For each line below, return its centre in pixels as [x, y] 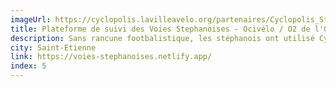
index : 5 [28, 66]
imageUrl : [31, 19]
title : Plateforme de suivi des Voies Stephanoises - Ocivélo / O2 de [160, 29]
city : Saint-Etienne [53, 47]
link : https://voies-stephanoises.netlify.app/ [111, 57]
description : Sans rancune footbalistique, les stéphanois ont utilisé [162, 38]
